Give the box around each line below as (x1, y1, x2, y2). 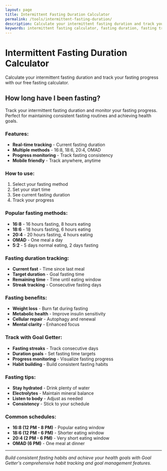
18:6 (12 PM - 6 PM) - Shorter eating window (12, 430, 104, 436)
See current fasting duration (12, 192, 71, 198)
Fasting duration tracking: (5, 255, 70, 262)
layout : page (5, 7, 32, 12)
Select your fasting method (12, 181, 68, 187)
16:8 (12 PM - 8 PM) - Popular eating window (12, 425, 105, 431)
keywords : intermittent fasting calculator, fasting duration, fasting (5, 26, 157, 31)
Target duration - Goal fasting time (12, 271, 84, 277)
